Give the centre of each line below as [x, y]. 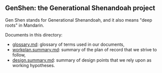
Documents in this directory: [34, 35]
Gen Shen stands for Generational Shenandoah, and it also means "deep [79, 20]
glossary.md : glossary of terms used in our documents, [68, 44]
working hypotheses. [33, 65]
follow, [19, 55]
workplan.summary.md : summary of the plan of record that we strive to [84, 49]
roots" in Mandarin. [25, 25]
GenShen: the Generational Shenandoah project [80, 8]
